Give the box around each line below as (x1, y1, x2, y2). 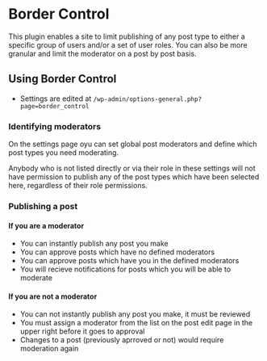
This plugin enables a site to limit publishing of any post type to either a (8, 31, 246, 41)
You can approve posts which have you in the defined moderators (19, 256, 240, 266)
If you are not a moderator (8, 292, 98, 301)
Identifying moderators (8, 120, 102, 132)
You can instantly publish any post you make (19, 239, 169, 249)
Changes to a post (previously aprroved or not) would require (19, 335, 224, 345)
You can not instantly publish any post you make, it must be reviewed (19, 309, 251, 319)
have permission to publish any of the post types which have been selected (8, 172, 260, 182)
